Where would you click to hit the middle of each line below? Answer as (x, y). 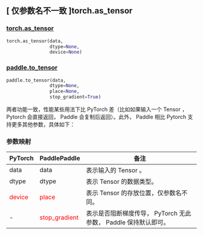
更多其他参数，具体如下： (43, 124)
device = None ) (66, 52)
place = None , (64, 92)
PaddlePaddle (60, 158)
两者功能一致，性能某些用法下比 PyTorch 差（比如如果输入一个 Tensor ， (97, 109)
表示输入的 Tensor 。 (116, 170)
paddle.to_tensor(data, (36, 80)
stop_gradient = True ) (75, 97)
